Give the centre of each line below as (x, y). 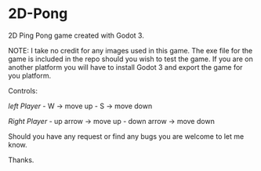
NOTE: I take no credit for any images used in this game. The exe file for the (130, 50)
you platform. (30, 75)
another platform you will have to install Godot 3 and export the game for (125, 67)
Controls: (23, 90)
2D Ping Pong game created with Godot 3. (76, 35)
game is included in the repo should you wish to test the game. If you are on (130, 59)
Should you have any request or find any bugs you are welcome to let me (126, 136)
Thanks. (21, 160)
